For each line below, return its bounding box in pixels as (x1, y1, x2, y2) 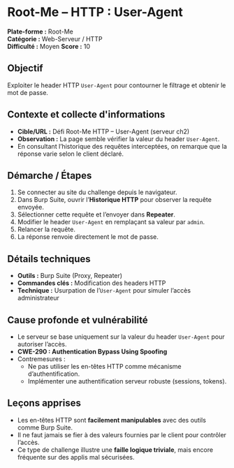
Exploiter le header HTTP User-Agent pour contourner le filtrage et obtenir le (7, 81, 226, 89)
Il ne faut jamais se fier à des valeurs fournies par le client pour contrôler (17, 430, 227, 439)
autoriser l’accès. (17, 340, 68, 348)
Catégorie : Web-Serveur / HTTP (7, 34, 103, 43)
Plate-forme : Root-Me (7, 27, 73, 36)
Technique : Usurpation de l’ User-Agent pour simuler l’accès (17, 286, 191, 295)
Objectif (7, 62, 43, 74)
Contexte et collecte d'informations (7, 109, 166, 121)
